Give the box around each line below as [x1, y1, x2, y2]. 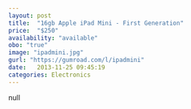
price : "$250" [8, 26, 59, 34]
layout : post [8, 11, 52, 20]
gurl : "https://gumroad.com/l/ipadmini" [8, 56, 145, 64]
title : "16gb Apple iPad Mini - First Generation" [8, 19, 184, 27]
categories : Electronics [8, 71, 91, 79]
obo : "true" [8, 41, 48, 49]
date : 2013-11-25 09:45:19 [8, 64, 105, 72]
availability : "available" [8, 33, 98, 42]
